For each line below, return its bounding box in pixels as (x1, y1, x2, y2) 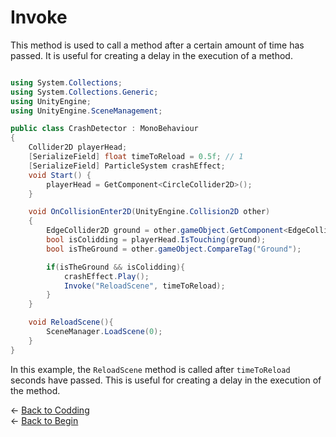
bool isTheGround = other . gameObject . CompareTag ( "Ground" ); (46, 244, 302, 254)
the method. (10, 384, 61, 396)
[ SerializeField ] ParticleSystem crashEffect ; (28, 161, 226, 171)
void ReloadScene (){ (28, 317, 114, 328)
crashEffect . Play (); (63, 271, 150, 281)
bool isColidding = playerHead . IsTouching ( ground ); (46, 235, 267, 245)
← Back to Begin (10, 414, 79, 426)
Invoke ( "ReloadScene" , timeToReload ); (63, 281, 226, 291)
